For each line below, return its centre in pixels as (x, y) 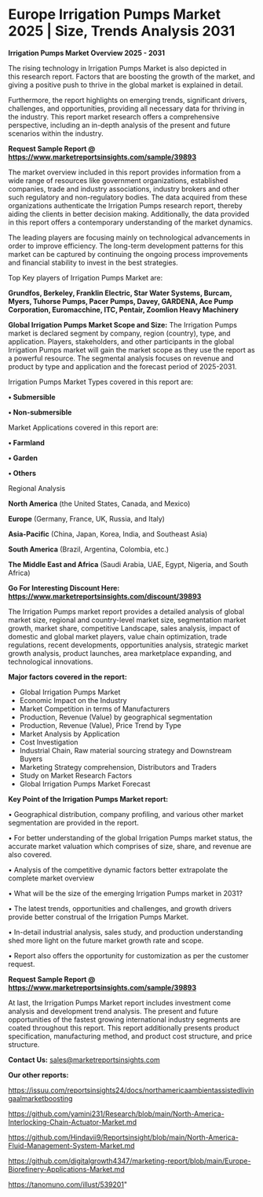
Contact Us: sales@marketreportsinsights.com (84, 1060)
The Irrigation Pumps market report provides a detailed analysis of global (126, 611)
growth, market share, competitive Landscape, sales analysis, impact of (124, 628)
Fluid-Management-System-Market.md (71, 1145)
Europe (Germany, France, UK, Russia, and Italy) (86, 518)
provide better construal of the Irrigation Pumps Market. (99, 917)
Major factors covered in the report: (68, 676)
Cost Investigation (49, 742)
